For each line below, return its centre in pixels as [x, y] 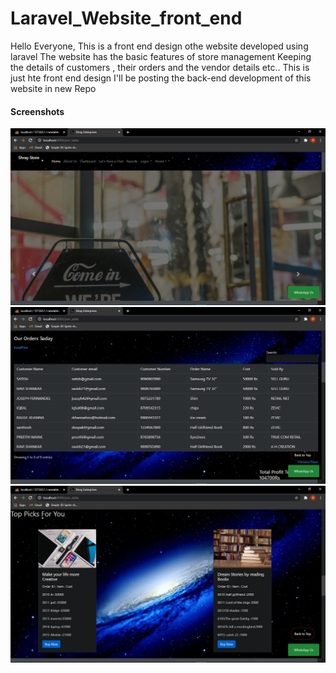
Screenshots [37, 111]
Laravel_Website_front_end [126, 18]
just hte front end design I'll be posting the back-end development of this [161, 78]
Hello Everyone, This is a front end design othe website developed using [159, 46]
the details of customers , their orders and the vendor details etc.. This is [160, 67]
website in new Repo [53, 88]
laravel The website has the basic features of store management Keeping [161, 56]
